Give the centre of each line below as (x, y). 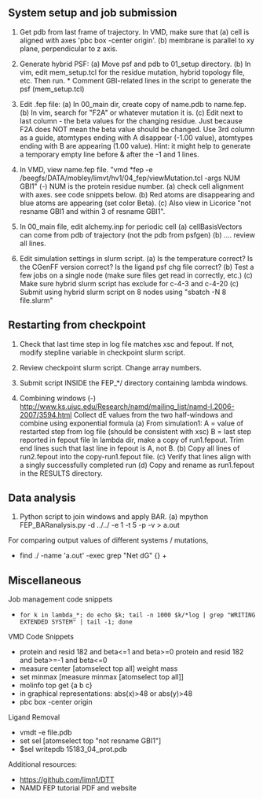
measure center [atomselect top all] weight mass (99, 668)
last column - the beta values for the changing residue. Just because (131, 120)
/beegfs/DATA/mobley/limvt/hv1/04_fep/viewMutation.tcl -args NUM (130, 178)
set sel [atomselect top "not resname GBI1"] (90, 741)
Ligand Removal (34, 717)
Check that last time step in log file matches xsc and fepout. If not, (127, 344)
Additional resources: (42, 764)
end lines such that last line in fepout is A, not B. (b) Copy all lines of (130, 448)
